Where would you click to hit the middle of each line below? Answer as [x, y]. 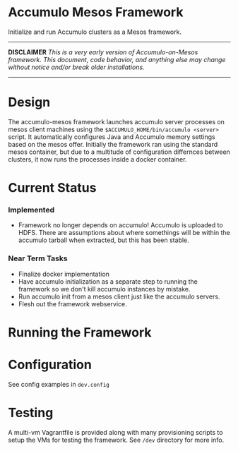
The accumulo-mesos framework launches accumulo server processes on [117, 121]
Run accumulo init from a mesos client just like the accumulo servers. [119, 296]
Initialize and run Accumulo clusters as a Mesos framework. [95, 32]
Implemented [31, 210]
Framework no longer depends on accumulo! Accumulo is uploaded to [120, 225]
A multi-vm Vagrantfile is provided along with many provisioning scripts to [115, 432]
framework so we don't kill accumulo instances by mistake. [104, 289]
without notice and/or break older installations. [76, 67]
